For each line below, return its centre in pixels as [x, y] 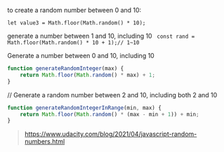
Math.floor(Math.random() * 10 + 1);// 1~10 [73, 43]
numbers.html [45, 141]
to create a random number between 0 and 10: [74, 10]
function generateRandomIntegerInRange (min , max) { [84, 108]
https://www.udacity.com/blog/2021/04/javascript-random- [111, 134]
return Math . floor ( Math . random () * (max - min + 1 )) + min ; [110, 114]
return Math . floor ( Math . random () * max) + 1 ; [88, 75]
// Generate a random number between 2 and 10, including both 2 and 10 [112, 95]
